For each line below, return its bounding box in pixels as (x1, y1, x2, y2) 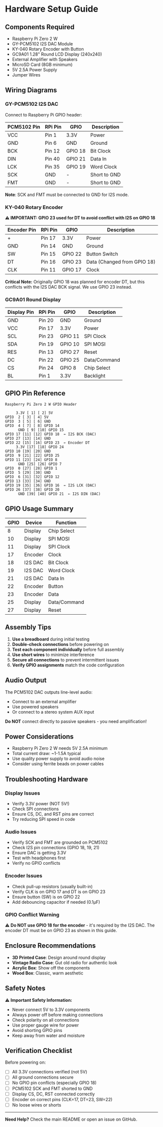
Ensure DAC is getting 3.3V (12, 850, 66, 856)
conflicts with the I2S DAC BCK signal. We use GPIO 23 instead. (5, 284, 132, 290)
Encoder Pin (7, 226, 36, 233)
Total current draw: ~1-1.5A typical (12, 751, 81, 757)
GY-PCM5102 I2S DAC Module (12, 41, 73, 47)
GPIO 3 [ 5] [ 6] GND (5, 419, 51, 424)
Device (25, 519, 42, 526)
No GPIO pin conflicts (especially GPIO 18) (12, 1080, 97, 1086)
